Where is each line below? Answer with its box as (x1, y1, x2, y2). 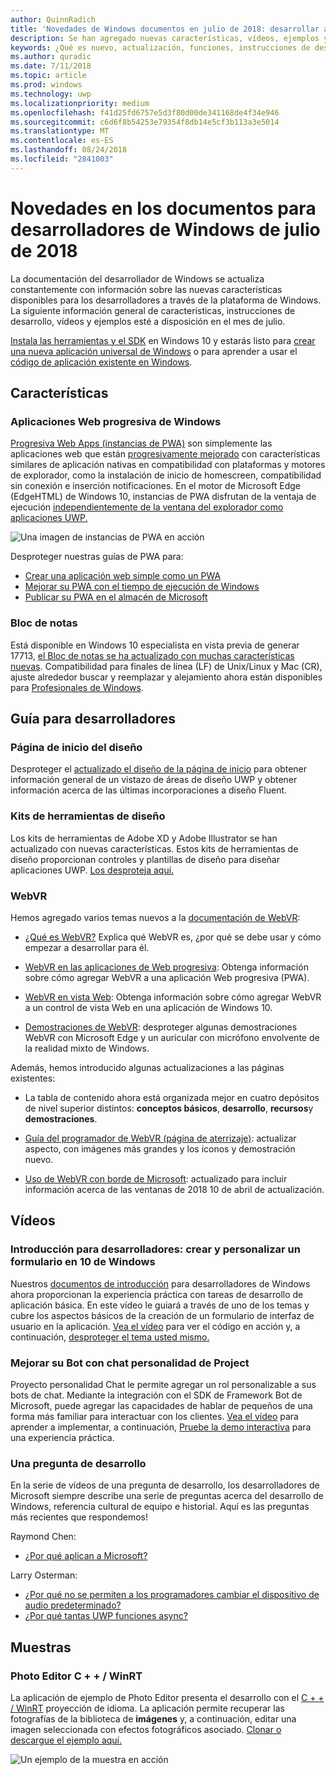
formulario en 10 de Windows (10, 1255, 156, 1269)
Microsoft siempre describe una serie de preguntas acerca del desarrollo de (10, 1490, 325, 1502)
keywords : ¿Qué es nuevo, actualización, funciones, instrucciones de (10, 42, 311, 53)
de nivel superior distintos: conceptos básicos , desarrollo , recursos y (24, 1102, 314, 1114)
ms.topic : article (10, 71, 87, 81)
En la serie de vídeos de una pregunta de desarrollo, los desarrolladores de (10, 1479, 320, 1491)
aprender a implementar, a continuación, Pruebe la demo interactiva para (10, 1421, 312, 1433)
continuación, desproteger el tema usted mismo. (10, 1331, 210, 1343)
